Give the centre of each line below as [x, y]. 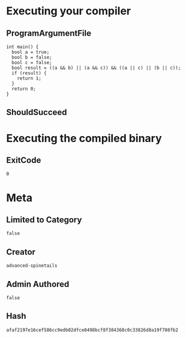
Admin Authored [38, 284]
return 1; [29, 79]
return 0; [24, 89]
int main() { [22, 47]
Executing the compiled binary [84, 138]
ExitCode [24, 160]
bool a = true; [31, 52]
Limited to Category [44, 220]
